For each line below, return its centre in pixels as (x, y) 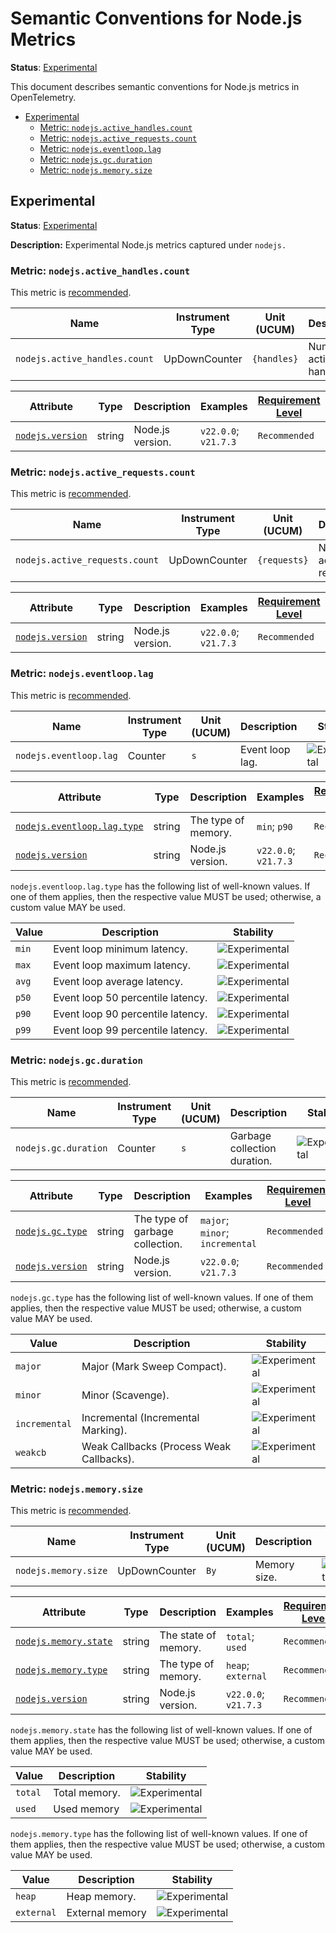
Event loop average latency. (118, 981)
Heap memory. (101, 1897)
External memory (106, 1913)
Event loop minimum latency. (120, 949)
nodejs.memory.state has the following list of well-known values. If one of (161, 1730)
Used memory (86, 1809)
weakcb (31, 1452)
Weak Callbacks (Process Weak (156, 1446)
